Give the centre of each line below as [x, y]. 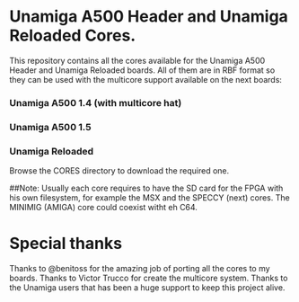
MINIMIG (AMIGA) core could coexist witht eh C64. [103, 208]
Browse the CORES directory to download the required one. [119, 171]
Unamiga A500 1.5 [50, 127]
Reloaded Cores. [73, 36]
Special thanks [66, 244]
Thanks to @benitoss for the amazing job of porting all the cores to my [140, 269]
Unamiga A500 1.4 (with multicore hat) [96, 102]
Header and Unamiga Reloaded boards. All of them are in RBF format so [142, 70]
